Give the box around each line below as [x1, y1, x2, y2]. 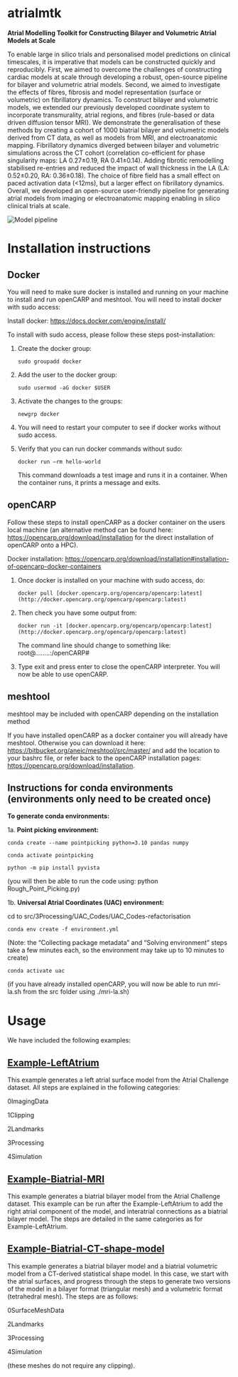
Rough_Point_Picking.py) [7, 884, 80, 893]
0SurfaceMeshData [7, 1306, 65, 1314]
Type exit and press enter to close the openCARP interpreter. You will [17, 662, 220, 671]
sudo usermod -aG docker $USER [17, 384, 111, 391]
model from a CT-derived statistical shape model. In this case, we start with [7, 1269, 229, 1278]
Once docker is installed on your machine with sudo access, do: [17, 575, 205, 584]
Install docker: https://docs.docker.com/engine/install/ [7, 316, 166, 325]
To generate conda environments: [7, 812, 110, 821]
